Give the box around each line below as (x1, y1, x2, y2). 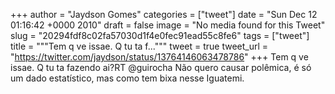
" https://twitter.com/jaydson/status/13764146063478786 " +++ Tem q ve (10, 51, 309, 63)
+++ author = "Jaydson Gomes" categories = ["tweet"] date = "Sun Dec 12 (10, 9, 318, 20)
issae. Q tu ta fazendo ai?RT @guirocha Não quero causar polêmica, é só (10, 62, 312, 73)
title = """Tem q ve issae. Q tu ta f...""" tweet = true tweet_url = (10, 40, 269, 52)
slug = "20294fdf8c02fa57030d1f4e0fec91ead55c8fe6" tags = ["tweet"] (10, 30, 310, 41)
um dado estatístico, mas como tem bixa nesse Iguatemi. (10, 72, 245, 84)
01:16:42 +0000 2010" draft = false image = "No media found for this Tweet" (10, 19, 326, 31)
